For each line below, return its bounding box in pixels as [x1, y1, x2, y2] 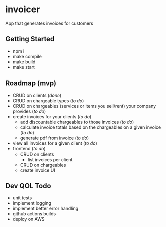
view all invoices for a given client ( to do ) [12, 140, 98, 146]
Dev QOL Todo [5, 181, 51, 190]
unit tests [12, 195, 32, 201]
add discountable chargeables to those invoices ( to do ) [20, 119, 134, 125]
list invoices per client [27, 156, 73, 162]
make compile [12, 53, 42, 59]
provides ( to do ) [12, 108, 46, 114]
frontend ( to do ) [12, 145, 46, 152]
